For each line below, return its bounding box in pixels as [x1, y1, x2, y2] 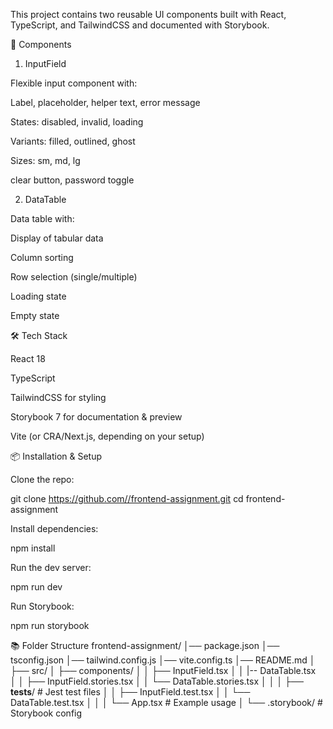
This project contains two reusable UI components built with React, [10, 9, 287, 20]
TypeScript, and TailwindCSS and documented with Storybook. [10, 19, 270, 31]
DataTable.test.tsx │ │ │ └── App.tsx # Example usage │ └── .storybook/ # [10, 697, 323, 708]
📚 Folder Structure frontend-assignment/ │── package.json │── [10, 640, 280, 651]
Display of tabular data [10, 232, 104, 244]
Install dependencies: [10, 523, 99, 534]
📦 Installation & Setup [10, 450, 103, 462]
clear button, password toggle [10, 174, 135, 186]
